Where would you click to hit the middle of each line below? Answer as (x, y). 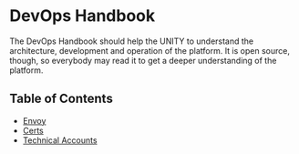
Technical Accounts (60, 140)
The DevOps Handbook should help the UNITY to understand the (132, 41)
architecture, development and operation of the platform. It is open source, (149, 50)
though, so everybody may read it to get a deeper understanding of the (143, 60)
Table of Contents (62, 99)
